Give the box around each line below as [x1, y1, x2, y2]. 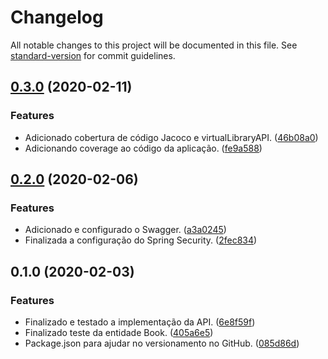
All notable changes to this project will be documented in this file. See [10, 39, 298, 51]
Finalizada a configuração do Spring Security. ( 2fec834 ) [24, 234, 258, 246]
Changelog [10, 6, 104, 29]
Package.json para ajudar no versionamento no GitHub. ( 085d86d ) [24, 337, 300, 349]
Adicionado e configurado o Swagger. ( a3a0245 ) [24, 224, 227, 236]
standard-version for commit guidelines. [10, 49, 176, 61]
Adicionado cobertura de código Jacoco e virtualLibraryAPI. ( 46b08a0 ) [24, 131, 319, 143]
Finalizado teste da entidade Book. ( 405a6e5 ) [24, 327, 214, 338]
